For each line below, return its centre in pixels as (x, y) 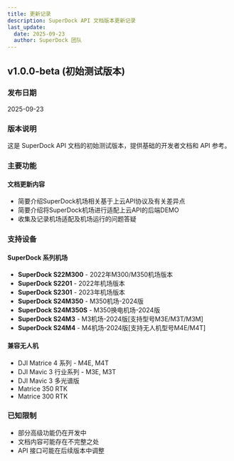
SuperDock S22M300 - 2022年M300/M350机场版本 (95, 275)
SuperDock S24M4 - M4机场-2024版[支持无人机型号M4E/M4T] (112, 328)
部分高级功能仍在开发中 (52, 433)
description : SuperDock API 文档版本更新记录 (72, 21)
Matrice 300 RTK (43, 396)
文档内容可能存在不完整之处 (58, 441)
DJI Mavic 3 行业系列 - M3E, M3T (67, 371)
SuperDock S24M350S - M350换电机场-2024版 (89, 310)
